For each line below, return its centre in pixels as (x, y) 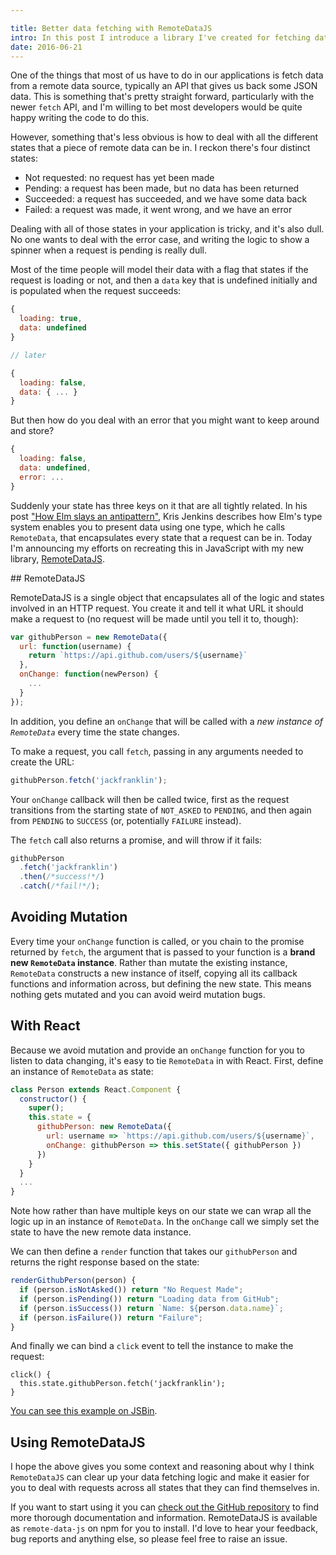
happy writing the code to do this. (80, 118)
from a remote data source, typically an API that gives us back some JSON (164, 86)
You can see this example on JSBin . (84, 1411)
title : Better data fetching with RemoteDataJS (111, 28)
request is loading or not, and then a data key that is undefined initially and (164, 280)
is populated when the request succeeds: (96, 291)
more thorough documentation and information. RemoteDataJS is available (164, 1518)
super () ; (46, 1108)
